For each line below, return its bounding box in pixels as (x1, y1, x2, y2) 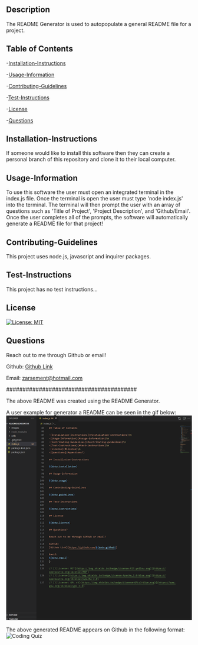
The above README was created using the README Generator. (6, 397, 160, 404)
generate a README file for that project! (6, 220, 103, 227)
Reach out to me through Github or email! (6, 351, 107, 358)
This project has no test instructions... (6, 286, 98, 293)
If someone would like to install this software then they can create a (6, 150, 170, 157)
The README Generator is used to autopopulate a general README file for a (6, 20, 192, 27)
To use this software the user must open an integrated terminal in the (6, 189, 174, 196)
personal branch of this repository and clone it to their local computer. (6, 156, 176, 163)
